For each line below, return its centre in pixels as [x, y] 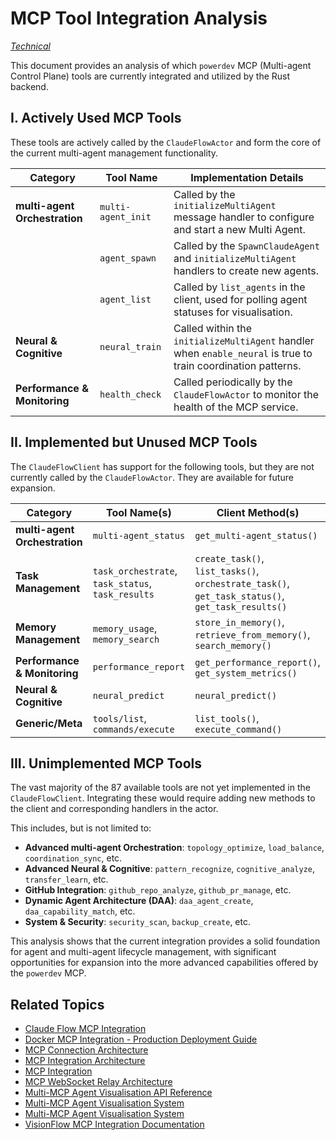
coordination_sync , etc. [73, 858]
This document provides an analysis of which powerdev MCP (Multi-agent [161, 65]
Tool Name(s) [139, 512]
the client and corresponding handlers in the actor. [114, 809]
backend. [29, 86]
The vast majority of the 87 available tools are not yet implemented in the [160, 788]
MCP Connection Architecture [86, 1050]
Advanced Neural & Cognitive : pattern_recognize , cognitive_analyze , [170, 869]
